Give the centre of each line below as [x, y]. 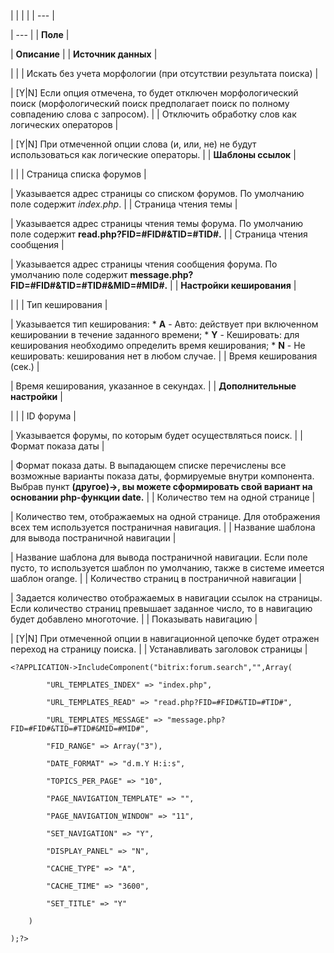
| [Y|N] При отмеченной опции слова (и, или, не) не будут [133, 144]
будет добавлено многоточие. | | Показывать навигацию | [134, 619]
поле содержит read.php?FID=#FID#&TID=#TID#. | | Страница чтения [159, 234]
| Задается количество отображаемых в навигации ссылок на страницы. [166, 598]
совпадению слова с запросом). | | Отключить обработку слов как [153, 114]
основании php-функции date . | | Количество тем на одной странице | [163, 497]
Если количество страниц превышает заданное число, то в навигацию [161, 608]
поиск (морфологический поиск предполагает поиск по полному [150, 103]
